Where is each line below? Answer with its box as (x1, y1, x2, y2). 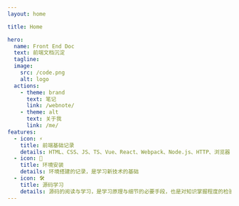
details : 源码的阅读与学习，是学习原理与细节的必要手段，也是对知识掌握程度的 (20, 188, 224, 195)
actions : (14, 82, 40, 90)
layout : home (7, 10, 46, 18)
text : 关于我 (26, 115, 62, 123)
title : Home (7, 23, 43, 31)
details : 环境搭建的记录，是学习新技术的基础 (20, 168, 139, 175)
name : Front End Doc (14, 43, 75, 50)
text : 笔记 (26, 95, 57, 103)
